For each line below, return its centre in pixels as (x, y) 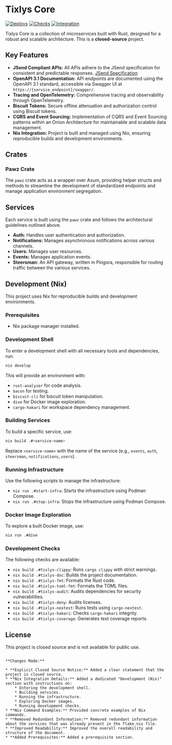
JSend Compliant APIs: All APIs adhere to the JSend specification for (87, 67)
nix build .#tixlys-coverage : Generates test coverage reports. (80, 619)
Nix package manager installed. (46, 326)
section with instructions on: (39, 683)
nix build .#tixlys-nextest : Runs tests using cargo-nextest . (78, 608)
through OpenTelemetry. (39, 100)
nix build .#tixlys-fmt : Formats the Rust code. (64, 580)
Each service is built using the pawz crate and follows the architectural (79, 220)
